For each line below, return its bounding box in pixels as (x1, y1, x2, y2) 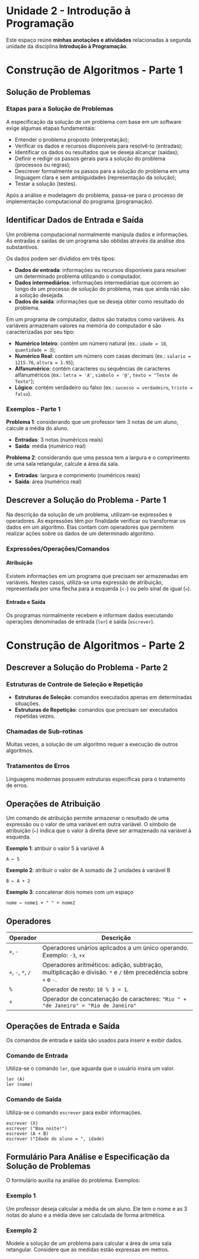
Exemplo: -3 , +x (42, 951, 85, 960)
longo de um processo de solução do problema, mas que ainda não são (14, 285, 190, 292)
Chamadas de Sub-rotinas (6, 727, 84, 736)
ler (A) (6, 1076, 25, 1082)
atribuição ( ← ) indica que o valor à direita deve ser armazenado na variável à (6, 827, 191, 834)
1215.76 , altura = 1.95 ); (14, 359, 75, 366)
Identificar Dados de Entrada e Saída (6, 215, 144, 225)
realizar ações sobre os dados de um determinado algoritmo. (6, 529, 155, 537)
